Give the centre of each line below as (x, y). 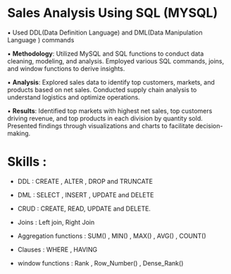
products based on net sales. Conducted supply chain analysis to (102, 89)
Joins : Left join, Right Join (56, 222)
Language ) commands (41, 39)
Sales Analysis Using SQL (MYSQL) (113, 13)
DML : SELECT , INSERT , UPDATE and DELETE (86, 194)
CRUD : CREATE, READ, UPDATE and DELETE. (84, 208)
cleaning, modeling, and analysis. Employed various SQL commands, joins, (116, 61)
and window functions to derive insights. (66, 68)
